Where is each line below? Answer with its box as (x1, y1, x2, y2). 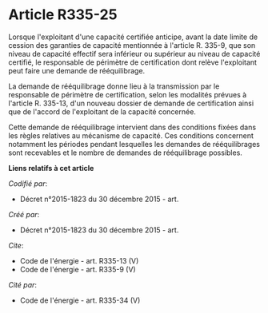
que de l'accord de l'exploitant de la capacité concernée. (8, 106, 196, 117)
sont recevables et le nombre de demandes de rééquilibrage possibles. (8, 148, 242, 157)
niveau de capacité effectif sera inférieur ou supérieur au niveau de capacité (8, 49, 261, 58)
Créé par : (8, 209, 40, 219)
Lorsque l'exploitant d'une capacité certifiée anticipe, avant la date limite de (8, 32, 258, 42)
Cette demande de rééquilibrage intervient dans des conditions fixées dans (8, 122, 257, 132)
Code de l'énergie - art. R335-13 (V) (19, 256, 139, 265)
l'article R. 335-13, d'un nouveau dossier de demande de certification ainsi (8, 98, 254, 108)
